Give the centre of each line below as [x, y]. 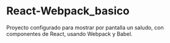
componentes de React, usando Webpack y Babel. [70, 33]
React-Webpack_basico [68, 11]
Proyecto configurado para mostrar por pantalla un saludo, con [85, 27]
